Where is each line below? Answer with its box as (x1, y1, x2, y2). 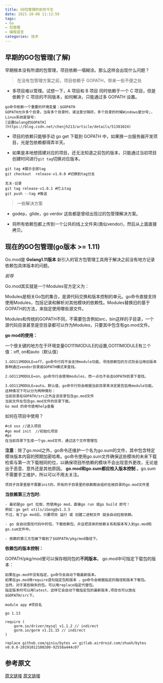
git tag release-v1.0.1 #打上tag (5, 186, 71, 191)
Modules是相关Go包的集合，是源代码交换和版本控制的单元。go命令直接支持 (5, 293, 157, 299)
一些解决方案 (16, 200, 43, 206)
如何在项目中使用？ (5, 413, 44, 419)
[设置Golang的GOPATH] (5, 120, 47, 125)
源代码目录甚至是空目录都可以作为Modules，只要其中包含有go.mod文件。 (5, 322, 153, 328)
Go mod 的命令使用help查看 (5, 404, 54, 409)
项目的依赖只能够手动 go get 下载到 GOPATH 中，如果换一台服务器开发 (12, 133, 154, 139)
